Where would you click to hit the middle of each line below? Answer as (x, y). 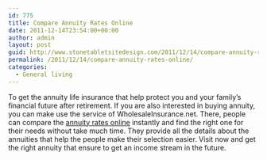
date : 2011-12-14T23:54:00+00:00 (64, 30)
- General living (44, 74)
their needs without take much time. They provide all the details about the (129, 131)
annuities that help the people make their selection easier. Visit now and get (132, 139)
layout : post (30, 45)
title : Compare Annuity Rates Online (71, 23)
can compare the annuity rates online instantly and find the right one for (126, 122)
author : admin (32, 38)
